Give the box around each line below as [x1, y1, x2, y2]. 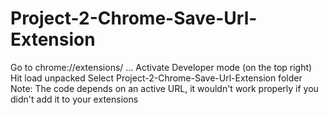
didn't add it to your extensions [10, 93, 139, 105]
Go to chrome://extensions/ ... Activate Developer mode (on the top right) [10, 61, 313, 73]
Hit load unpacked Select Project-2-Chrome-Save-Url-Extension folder [10, 72, 303, 84]
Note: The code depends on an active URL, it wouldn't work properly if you [10, 82, 319, 94]
